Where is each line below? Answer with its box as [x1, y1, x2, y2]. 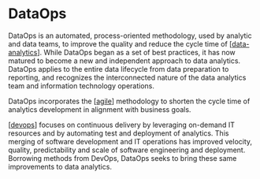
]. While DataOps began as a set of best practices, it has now [36, 47, 236, 57]
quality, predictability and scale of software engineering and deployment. [8, 145, 246, 155]
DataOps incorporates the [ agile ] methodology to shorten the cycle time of [8, 96, 251, 106]
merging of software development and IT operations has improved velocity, [8, 136, 253, 146]
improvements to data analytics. [8, 162, 113, 171]
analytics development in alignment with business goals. [8, 104, 191, 114]
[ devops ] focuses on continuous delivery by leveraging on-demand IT [8, 120, 235, 129]
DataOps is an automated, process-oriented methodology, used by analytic [8, 31, 252, 40]
